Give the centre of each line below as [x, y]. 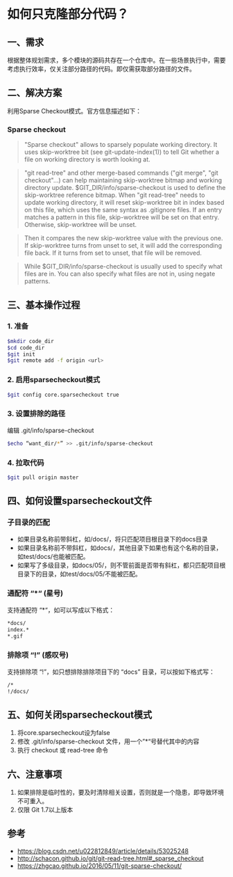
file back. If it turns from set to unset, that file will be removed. [113, 253]
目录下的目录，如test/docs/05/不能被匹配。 [79, 574]
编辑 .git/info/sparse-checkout [51, 430]
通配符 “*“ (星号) [35, 594]
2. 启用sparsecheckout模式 [54, 380]
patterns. [37, 281]
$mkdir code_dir [31, 341]
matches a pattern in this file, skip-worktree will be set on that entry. [122, 217]
